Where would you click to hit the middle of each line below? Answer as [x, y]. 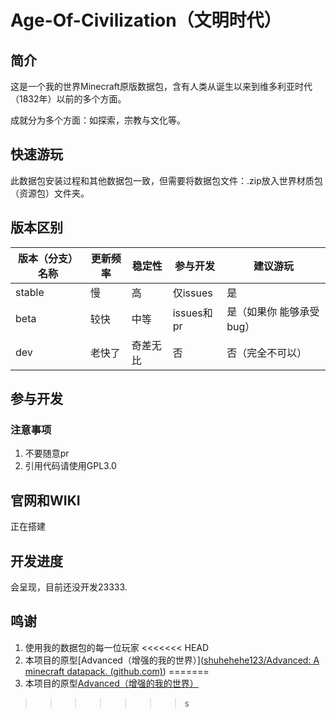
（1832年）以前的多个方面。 [68, 99]
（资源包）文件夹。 [50, 193]
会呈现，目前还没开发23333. [69, 587]
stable [30, 292]
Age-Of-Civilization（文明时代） [146, 20]
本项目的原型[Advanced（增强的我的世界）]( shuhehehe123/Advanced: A [172, 660]
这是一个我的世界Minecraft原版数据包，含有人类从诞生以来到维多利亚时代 [161, 86]
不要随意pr [47, 453]
